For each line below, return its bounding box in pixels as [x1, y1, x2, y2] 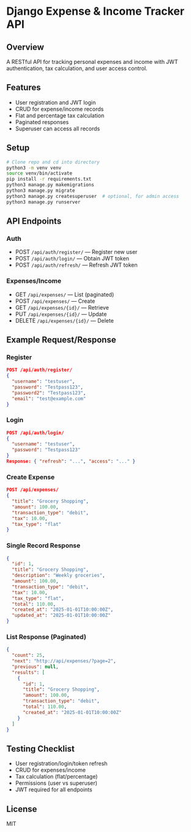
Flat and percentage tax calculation [15, 112, 105, 119]
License [6, 804, 37, 814]
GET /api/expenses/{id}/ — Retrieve [15, 304, 109, 311]
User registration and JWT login [15, 98, 96, 106]
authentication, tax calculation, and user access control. [6, 65, 148, 72]
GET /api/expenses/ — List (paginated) [15, 291, 114, 298]
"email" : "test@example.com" [12, 395, 86, 402]
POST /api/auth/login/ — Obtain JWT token [15, 255, 130, 262]
